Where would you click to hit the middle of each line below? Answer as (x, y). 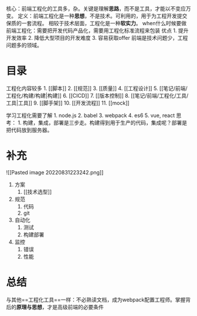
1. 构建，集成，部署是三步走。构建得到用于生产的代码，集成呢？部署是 (102, 122)
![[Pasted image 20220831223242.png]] (55, 172)
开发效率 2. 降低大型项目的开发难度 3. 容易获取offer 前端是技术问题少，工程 (97, 38)
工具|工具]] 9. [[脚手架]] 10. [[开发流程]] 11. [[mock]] (68, 103)
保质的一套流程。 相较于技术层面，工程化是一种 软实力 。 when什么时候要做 (96, 23)
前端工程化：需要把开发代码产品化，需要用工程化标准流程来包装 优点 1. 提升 (97, 30)
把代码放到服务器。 (29, 130)
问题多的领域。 (24, 45)
